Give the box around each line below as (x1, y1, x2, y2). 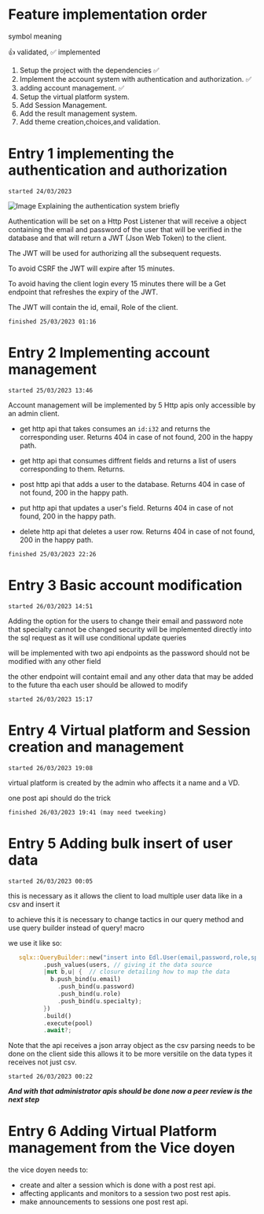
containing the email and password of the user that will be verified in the (8, 224, 242, 234)
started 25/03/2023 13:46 (8, 386, 93, 394)
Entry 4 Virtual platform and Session (8, 721, 251, 739)
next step (8, 1095, 40, 1105)
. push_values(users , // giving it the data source (42, 961, 213, 969)
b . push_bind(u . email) (49, 976, 122, 983)
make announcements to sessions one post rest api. (19, 1197, 189, 1207)
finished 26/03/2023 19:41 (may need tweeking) (8, 808, 167, 816)
